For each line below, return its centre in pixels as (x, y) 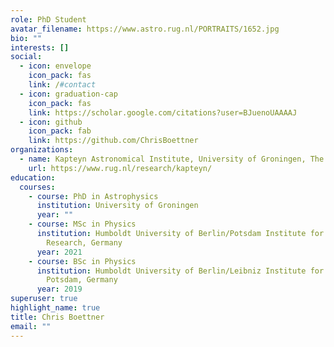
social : (26, 57)
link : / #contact (62, 85)
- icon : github (51, 122)
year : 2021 (59, 252)
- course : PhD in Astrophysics (93, 196)
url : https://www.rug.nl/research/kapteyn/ (120, 168)
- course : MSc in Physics (82, 224)
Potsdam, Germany (82, 280)
